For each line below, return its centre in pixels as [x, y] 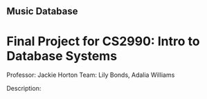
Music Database [42, 11]
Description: [24, 89]
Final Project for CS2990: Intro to [103, 41]
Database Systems [62, 56]
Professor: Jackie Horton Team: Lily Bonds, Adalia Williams [91, 75]
